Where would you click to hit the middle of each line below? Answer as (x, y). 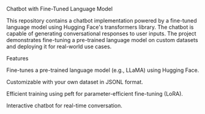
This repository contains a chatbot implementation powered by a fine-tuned (102, 20)
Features (17, 58)
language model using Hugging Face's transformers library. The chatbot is (100, 27)
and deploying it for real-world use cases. (59, 46)
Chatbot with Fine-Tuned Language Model (60, 9)
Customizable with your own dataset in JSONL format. (75, 82)
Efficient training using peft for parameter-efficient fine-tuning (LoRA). (95, 94)
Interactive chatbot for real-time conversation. (64, 105)
